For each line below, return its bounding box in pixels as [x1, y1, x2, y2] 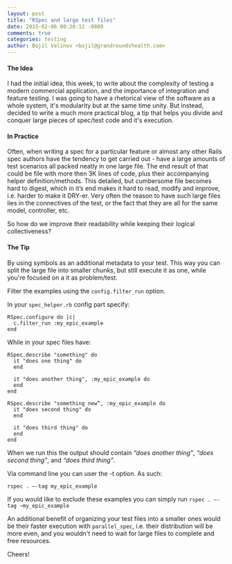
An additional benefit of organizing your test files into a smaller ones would [7, 514, 221, 522]
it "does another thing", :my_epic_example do [13, 375, 150, 382]
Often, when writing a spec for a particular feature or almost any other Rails [7, 147, 222, 156]
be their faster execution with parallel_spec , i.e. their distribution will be [7, 522, 213, 530]
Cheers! [7, 549, 30, 558]
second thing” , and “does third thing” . [7, 456, 116, 464]
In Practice [7, 132, 39, 140]
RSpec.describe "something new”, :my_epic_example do [7, 400, 166, 407]
